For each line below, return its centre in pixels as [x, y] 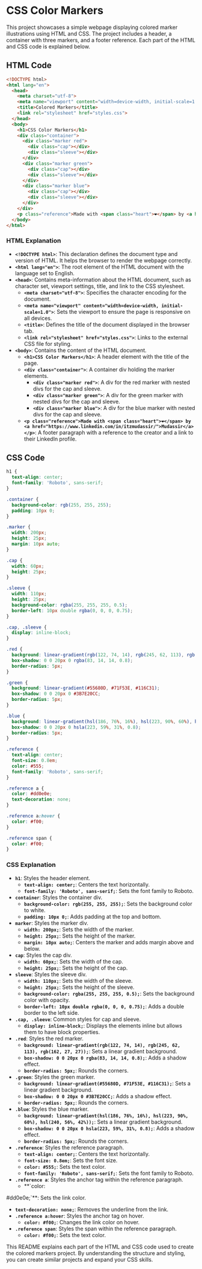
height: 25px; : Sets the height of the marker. [80, 936]
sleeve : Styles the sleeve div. [51, 974]
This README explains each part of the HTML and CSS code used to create [100, 1247]
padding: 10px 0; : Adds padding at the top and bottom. [93, 916]
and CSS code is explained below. [48, 46]
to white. [35, 910]
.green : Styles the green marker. [55, 1077]
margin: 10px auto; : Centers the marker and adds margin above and [109, 942]
